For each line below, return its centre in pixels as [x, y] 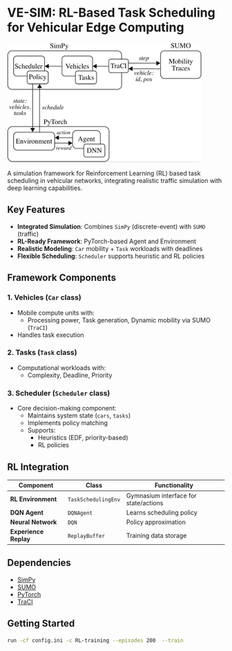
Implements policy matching [68, 423]
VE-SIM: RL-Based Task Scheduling [111, 13]
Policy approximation [156, 522]
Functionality [174, 485]
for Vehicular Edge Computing [96, 27]
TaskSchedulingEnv [94, 500]
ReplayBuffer [87, 536]
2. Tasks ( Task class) [42, 353]
